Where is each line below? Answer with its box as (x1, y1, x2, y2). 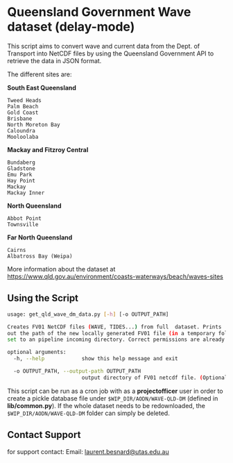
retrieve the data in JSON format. (7, 56, 102, 65)
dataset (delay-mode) (7, 19, 135, 35)
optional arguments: (7, 348, 67, 356)
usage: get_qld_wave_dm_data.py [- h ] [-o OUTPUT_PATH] (7, 310, 169, 318)
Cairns (7, 246, 26, 253)
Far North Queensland (7, 233, 73, 242)
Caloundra (7, 127, 36, 134)
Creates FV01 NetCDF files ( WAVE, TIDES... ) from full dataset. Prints (7, 323, 222, 330)
